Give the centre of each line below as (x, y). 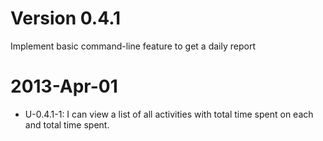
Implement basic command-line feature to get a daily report (133, 46)
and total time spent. (67, 124)
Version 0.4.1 (66, 18)
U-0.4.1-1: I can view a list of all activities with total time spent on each (169, 114)
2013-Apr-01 (64, 86)
